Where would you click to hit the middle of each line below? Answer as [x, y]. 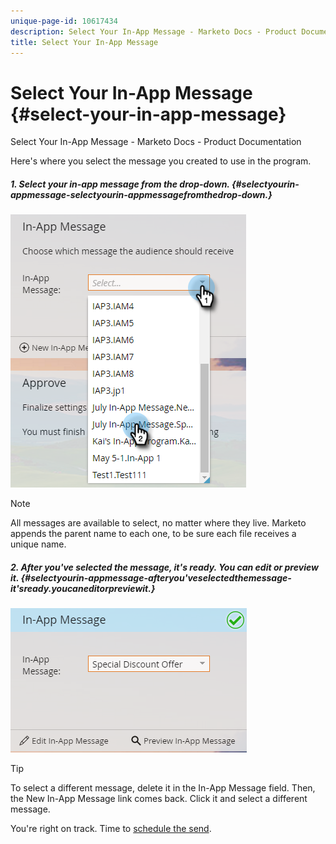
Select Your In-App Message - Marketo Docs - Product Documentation [156, 142]
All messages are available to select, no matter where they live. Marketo [158, 523]
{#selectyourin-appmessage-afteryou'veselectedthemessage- [156, 577]
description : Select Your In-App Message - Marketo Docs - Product [154, 31]
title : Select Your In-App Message [84, 42]
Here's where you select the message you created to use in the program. [161, 161]
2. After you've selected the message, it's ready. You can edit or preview [164, 567]
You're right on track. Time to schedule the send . [111, 829]
